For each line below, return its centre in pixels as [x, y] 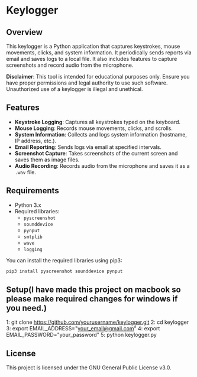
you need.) [27, 308]
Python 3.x [28, 205]
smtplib [33, 237]
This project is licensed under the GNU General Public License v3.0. [89, 368]
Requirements [33, 191]
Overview [25, 32]
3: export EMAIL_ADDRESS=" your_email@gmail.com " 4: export [83, 329]
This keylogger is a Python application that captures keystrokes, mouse [93, 46]
